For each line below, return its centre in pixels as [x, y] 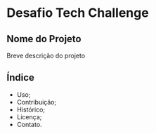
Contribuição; [37, 102]
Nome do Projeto [44, 39]
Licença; [29, 116]
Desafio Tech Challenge [78, 13]
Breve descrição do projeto [46, 55]
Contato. [30, 124]
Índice [20, 78]
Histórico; [31, 109]
